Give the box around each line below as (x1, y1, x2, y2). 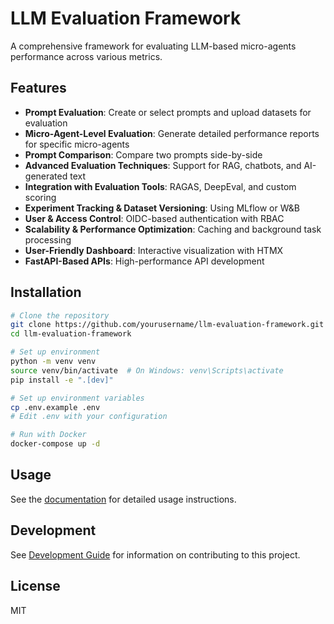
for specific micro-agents (24, 138, 130, 150)
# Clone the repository (10, 310, 110, 321)
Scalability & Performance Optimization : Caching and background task (24, 223, 322, 235)
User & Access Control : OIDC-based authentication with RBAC (24, 212, 285, 224)
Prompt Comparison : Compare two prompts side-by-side (24, 148, 263, 161)
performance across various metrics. (10, 50, 163, 62)
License (10, 578, 61, 595)
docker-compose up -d (10, 439, 101, 449)
